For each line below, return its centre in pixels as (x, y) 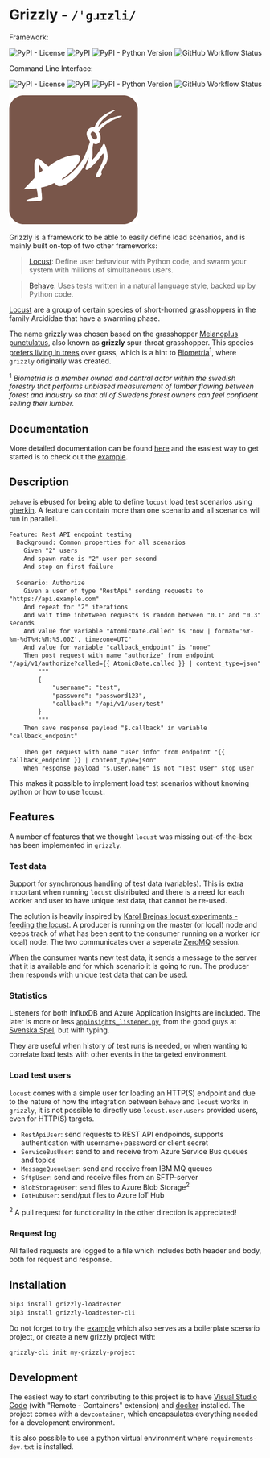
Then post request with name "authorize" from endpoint (119, 655)
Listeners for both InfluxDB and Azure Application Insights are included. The (135, 1013)
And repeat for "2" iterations (76, 607)
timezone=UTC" (108, 639)
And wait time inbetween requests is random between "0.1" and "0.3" (143, 615)
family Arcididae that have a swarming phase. (84, 318)
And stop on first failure (69, 567)
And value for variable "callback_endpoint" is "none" (117, 647)
